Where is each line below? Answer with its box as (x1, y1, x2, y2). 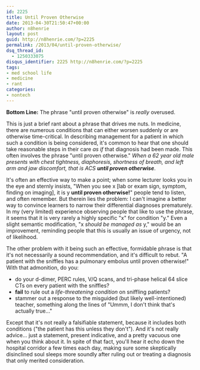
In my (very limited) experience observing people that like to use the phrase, (6, 207, 194, 215)
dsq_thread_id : (6, 48, 44, 54)
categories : (6, 87, 36, 93)
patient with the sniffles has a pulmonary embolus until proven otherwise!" (6, 258, 189, 265)
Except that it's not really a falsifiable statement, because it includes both (6, 319, 186, 326)
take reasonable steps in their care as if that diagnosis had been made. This (6, 145, 193, 152)
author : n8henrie (6, 25, 50, 32)
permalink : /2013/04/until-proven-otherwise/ (6, 42, 121, 48)
